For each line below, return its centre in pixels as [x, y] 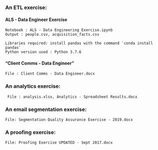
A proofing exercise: [30, 132]
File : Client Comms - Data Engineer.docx [50, 74]
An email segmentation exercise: [46, 109]
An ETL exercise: [26, 8]
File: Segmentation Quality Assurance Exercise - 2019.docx [69, 119]
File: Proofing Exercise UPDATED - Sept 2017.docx [59, 143]
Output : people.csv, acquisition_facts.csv [52, 35]
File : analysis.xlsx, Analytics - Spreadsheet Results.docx [72, 97]
